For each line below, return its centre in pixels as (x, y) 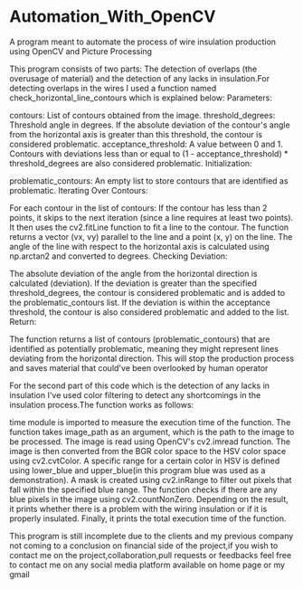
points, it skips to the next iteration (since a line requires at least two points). (151, 217)
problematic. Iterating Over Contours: (79, 190)
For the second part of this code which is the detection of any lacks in (139, 385)
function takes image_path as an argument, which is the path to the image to (152, 432)
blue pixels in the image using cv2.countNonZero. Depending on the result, (149, 499)
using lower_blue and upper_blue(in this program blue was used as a (137, 470)
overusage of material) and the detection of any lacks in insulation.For (139, 78)
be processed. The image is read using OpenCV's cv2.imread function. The (150, 442)
